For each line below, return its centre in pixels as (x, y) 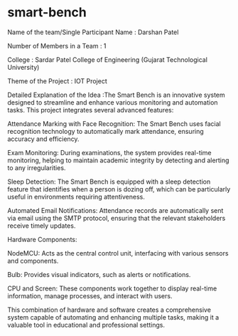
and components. (33, 261)
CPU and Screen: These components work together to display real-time (112, 288)
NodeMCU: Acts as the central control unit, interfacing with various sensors (118, 253)
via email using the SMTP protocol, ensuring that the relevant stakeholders (117, 218)
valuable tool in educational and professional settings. (86, 325)
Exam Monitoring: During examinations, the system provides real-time (109, 152)
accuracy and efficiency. (43, 139)
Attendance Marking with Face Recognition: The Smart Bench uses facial (114, 124)
